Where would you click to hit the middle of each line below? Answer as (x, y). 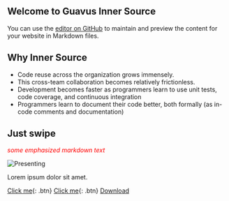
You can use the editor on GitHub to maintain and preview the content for (112, 28)
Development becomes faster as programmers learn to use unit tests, (117, 89)
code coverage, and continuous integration (79, 96)
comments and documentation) (79, 112)
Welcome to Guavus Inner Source (81, 12)
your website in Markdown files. (53, 36)
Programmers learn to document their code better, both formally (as (115, 104)
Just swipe (31, 134)
